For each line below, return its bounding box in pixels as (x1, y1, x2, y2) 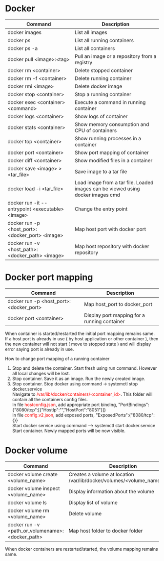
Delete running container (75, 75, 132, 81)
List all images (75, 29, 107, 36)
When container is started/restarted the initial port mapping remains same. (5, 331, 155, 336)
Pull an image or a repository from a (75, 52, 157, 59)
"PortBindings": (118, 402, 150, 408)
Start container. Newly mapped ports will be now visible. (12, 428, 126, 433)
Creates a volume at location (68, 471, 134, 478)
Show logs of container (75, 113, 128, 120)
